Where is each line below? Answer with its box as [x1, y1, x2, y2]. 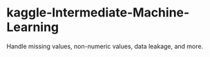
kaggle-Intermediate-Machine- [6, 5, 190, 21]
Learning [6, 19, 59, 35]
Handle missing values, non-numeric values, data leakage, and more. [6, 42, 204, 50]
